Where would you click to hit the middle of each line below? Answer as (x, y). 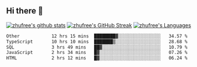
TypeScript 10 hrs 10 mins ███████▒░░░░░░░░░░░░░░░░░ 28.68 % (97, 42)
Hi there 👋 (25, 11)
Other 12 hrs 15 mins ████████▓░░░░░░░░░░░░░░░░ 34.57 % (97, 36)
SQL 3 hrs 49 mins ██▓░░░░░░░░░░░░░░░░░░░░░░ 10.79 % (97, 47)
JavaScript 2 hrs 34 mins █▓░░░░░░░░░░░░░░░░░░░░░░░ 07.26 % (97, 53)
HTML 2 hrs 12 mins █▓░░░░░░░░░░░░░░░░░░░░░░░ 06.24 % (97, 58)
